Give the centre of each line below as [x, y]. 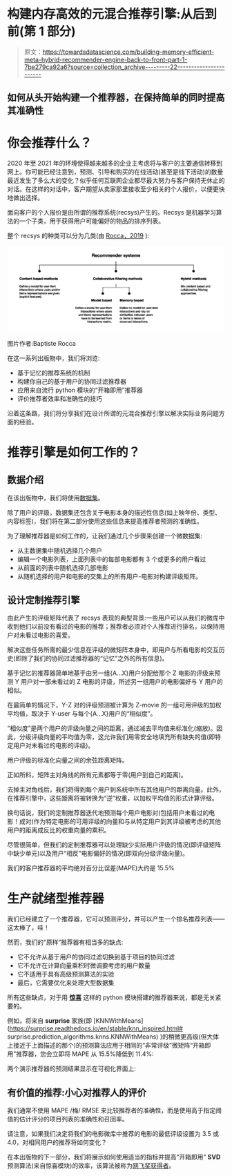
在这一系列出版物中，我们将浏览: [54, 358]
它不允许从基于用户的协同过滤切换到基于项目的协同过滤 [96, 957]
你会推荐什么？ [50, 143]
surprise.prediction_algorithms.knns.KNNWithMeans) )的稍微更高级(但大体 [113, 1037]
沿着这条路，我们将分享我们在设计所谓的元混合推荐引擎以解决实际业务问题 [113, 413]
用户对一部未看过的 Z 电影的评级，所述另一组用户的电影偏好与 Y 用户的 [122, 682]
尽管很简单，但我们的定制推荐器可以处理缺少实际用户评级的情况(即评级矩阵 [114, 845]
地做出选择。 [25, 198]
